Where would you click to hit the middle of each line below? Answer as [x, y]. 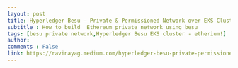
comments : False [33, 47]
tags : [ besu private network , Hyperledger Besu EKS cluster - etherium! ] [117, 34]
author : [19, 40]
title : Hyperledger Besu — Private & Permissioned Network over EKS [110, 21]
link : [15, 54]
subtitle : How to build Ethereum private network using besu [103, 27]
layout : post [27, 14]
